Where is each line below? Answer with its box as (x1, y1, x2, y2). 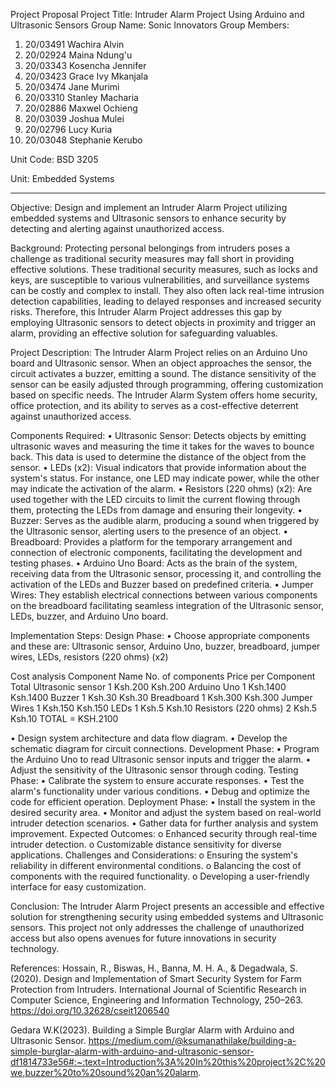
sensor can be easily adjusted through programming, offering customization (10, 379, 324, 390)
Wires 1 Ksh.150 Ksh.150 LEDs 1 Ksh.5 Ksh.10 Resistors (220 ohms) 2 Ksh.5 (10, 702, 318, 714)
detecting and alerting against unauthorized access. (10, 223, 225, 234)
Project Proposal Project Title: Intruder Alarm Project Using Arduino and (10, 9, 305, 20)
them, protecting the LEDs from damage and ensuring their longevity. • (10, 504, 303, 516)
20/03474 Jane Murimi (24, 81, 120, 93)
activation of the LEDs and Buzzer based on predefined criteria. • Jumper (10, 579, 314, 590)
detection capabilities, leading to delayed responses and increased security (10, 295, 322, 307)
